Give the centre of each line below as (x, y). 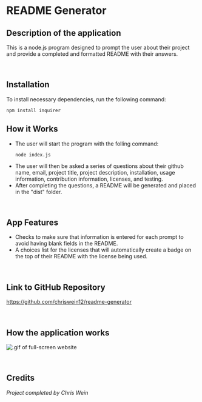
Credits (21, 378)
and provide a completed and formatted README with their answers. (92, 54)
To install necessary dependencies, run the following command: (86, 99)
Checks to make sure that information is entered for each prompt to (99, 237)
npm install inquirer (34, 110)
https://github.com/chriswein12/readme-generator (69, 302)
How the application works (58, 333)
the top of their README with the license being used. (81, 256)
